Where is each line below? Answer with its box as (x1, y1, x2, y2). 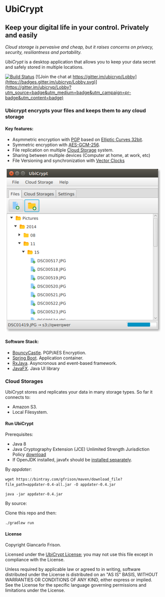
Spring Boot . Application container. (12, 355, 84, 361)
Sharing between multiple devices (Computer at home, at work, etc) (12, 152, 151, 158)
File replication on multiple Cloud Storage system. (12, 147, 114, 153)
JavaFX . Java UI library (12, 365, 60, 371)
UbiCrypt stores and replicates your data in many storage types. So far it (5, 389, 153, 395)
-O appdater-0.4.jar (73, 482, 116, 487)
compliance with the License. (5, 557, 65, 563)
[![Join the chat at (35, 74, 72, 80)
